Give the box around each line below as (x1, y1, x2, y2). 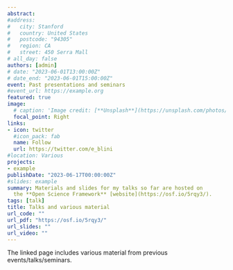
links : (7, 119, 26, 127)
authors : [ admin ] (7, 62, 58, 69)
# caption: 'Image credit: (13, 107, 92, 114)
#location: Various (7, 152, 64, 160)
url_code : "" (7, 210, 45, 217)
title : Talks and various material (7, 204, 110, 211)
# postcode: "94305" (7, 36, 73, 43)
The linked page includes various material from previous (7, 248, 168, 257)
